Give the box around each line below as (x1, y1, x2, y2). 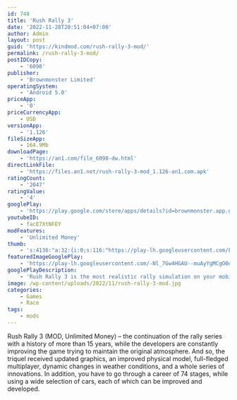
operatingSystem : (7, 83, 59, 90)
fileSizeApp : (7, 135, 46, 142)
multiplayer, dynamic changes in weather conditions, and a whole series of (7, 362, 224, 370)
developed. (7, 384, 40, 393)
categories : (7, 286, 42, 293)
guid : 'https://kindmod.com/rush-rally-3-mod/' (7, 43, 150, 50)
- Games (20, 293, 42, 300)
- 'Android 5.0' (20, 89, 68, 96)
